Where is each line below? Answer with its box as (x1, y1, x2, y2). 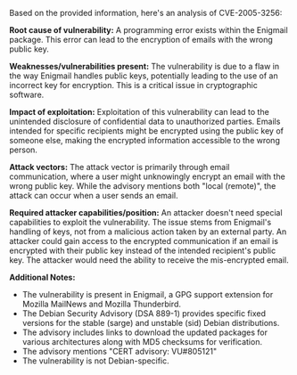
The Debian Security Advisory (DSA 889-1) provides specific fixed (21, 308, 266, 319)
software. (9, 89, 45, 100)
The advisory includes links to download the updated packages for (21, 327, 268, 338)
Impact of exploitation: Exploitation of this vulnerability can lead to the (9, 107, 269, 117)
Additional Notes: (9, 272, 76, 282)
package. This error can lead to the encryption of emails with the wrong (9, 35, 274, 45)
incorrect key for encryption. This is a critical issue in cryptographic (9, 80, 259, 90)
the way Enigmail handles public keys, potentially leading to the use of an (9, 70, 278, 81)
